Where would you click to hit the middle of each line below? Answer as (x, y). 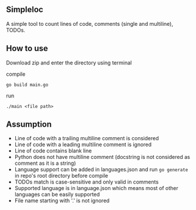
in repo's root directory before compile (61, 176)
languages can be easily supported (57, 194)
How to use (27, 48)
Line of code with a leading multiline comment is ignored (83, 145)
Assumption (29, 125)
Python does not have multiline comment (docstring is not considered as (102, 157)
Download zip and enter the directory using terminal (69, 62)
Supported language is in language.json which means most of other (96, 188)
